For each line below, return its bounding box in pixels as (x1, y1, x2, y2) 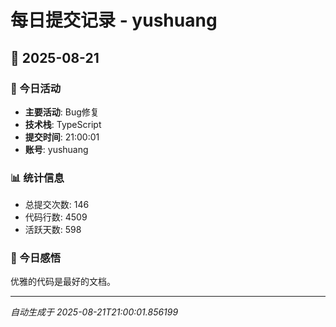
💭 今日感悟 (10, 251, 62, 265)
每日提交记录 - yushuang (10, 9, 218, 32)
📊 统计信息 (10, 171, 65, 185)
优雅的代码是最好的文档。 (10, 276, 116, 288)
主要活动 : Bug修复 (24, 106, 100, 118)
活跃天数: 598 (24, 224, 82, 236)
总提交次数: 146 (24, 199, 90, 211)
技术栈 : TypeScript (24, 118, 102, 130)
